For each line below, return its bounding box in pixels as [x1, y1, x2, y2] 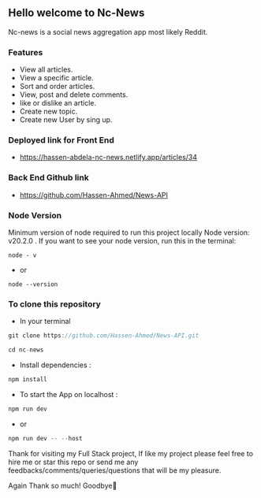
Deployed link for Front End [8, 135, 114, 146]
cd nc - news [8, 346, 44, 354]
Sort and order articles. [19, 82, 95, 91]
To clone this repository [8, 299, 101, 310]
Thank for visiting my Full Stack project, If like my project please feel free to [8, 448, 254, 458]
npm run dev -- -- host [8, 434, 83, 442]
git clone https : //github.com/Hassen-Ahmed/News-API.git [8, 332, 199, 340]
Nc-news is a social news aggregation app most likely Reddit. [8, 27, 208, 36]
